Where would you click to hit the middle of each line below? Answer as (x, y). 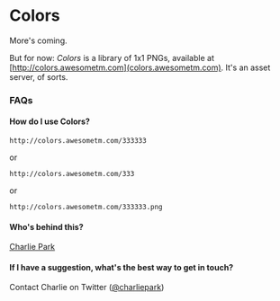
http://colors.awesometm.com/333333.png (86, 208)
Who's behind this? (46, 226)
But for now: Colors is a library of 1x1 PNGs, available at (112, 58)
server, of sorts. (39, 76)
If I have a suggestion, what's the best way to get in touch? (122, 267)
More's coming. (38, 40)
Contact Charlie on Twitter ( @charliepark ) (87, 288)
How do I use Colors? (50, 121)
